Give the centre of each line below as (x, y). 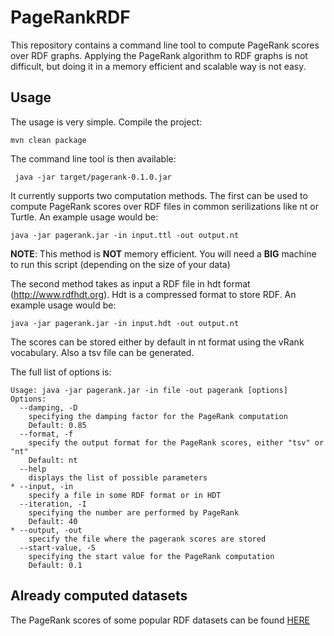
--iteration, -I (53, 504)
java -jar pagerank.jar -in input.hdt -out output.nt (125, 323)
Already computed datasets (99, 596)
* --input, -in (42, 486)
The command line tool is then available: (93, 158)
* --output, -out (46, 530)
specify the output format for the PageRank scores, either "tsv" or (176, 442)
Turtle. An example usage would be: (84, 217)
